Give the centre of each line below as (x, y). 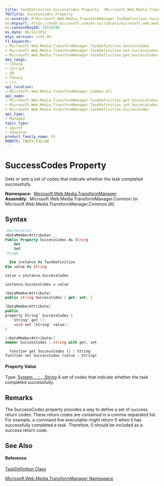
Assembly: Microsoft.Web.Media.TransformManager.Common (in (72, 199)
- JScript (15, 69)
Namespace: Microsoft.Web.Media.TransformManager (61, 193)
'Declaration (18, 231)
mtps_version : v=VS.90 (28, 37)
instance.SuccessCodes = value (37, 284)
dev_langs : (16, 60)
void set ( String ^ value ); (41, 325)
